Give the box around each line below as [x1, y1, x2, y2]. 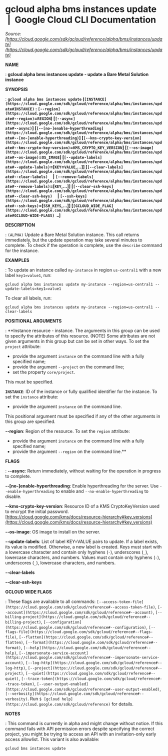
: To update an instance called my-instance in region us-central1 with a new [5, 266, 161, 273]
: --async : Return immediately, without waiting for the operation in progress [5, 467, 161, 473]
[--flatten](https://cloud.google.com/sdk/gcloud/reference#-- [18, 634, 153, 639]
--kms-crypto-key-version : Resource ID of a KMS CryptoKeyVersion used [5, 503, 160, 509]
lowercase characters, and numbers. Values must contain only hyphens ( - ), [5, 554, 160, 560]
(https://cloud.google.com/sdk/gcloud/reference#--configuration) [5, 625, 146, 630]
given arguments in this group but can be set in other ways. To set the [5, 338, 149, 344]
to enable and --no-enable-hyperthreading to [55, 488, 149, 494]
